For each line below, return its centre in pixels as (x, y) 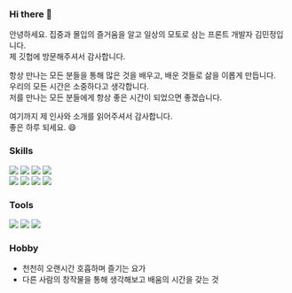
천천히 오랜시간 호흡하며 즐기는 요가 (84, 268)
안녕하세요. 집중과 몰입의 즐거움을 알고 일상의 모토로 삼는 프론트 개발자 (131, 35)
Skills (21, 151)
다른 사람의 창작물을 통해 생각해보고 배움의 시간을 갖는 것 (120, 280)
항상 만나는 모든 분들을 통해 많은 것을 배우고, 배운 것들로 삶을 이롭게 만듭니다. (143, 75)
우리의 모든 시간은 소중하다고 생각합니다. (79, 87)
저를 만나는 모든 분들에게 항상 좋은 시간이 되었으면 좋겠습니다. (116, 97)
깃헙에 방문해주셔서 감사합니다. (72, 57)
